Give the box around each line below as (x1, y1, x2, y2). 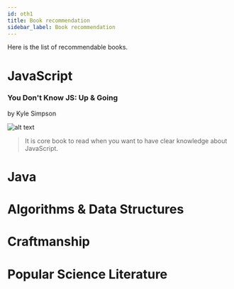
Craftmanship (7, 234, 90, 250)
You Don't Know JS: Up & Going (7, 93, 118, 103)
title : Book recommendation (7, 17, 91, 24)
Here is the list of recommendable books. (7, 43, 128, 52)
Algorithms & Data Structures (7, 201, 184, 217)
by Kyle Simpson (7, 109, 57, 118)
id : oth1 (7, 10, 33, 18)
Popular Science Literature (7, 266, 168, 282)
